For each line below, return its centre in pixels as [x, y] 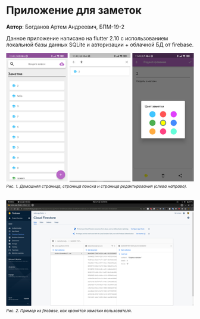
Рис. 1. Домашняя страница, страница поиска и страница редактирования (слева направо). [97, 187]
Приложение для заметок [74, 10]
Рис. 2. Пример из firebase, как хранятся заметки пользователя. [69, 311]
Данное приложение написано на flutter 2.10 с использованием [87, 38]
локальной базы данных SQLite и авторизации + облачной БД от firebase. [100, 45]
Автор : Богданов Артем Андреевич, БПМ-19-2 [65, 27]
